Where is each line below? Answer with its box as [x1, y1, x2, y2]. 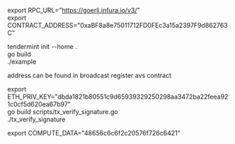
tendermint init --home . [7, 43, 78, 50]
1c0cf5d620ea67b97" [7, 100, 71, 109]
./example [7, 57, 37, 66]
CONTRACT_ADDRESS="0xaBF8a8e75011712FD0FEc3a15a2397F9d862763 [7, 21, 228, 29]
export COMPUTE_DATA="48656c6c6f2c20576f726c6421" [7, 129, 180, 137]
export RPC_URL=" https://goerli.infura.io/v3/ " [7, 6, 140, 14]
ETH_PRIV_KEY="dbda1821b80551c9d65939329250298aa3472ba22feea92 [7, 92, 229, 101]
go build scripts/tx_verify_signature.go [7, 108, 118, 116]
